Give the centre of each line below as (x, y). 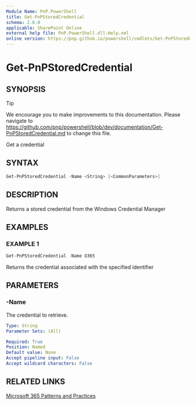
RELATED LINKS (36, 382)
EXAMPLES (27, 227)
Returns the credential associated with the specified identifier (80, 267)
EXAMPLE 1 (23, 243)
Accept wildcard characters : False (49, 363)
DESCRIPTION (32, 195)
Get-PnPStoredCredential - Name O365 (50, 256)
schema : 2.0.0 (23, 22)
